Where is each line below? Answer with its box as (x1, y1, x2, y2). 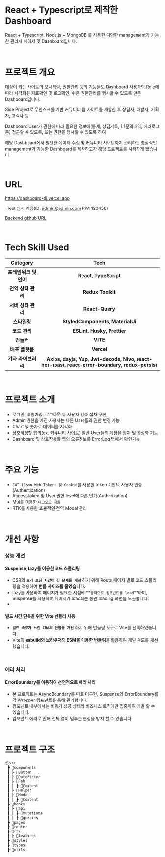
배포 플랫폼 (9, 346, 34, 353)
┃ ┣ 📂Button (7, 770, 32, 775)
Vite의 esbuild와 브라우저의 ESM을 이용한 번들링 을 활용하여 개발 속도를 (12, 637, 149, 643)
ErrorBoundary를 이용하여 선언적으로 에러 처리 (5, 679, 96, 685)
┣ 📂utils (7, 847, 26, 852)
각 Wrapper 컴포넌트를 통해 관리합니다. (12, 697, 88, 703)
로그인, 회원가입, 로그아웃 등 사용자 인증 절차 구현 (12, 411, 107, 417)
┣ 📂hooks (7, 802, 26, 807)
